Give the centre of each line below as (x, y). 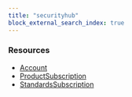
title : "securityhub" (44, 15)
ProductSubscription (53, 76)
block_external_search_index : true (66, 23)
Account (33, 67)
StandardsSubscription (57, 84)
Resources (29, 50)
